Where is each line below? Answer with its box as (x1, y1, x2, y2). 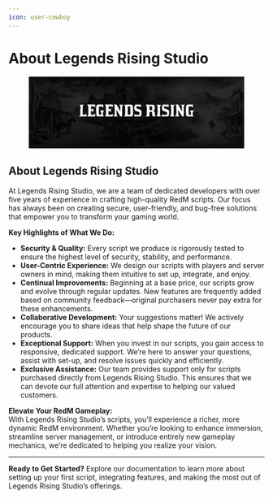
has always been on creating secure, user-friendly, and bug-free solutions (8, 203, 258, 213)
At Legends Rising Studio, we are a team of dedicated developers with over (8, 185, 261, 195)
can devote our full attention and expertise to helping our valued (19, 381, 236, 391)
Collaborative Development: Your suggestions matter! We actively (19, 312, 244, 322)
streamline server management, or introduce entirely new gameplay (8, 432, 236, 441)
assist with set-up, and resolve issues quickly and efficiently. (19, 355, 224, 365)
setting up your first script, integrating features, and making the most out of (8, 472, 262, 482)
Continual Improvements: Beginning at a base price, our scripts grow (19, 277, 254, 288)
